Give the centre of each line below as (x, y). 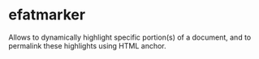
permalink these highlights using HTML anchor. (87, 45)
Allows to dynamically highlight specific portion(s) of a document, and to (130, 37)
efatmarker (47, 15)
